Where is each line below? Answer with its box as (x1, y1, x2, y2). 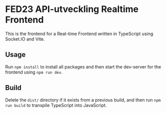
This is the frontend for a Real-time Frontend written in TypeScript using (5, 30, 153, 36)
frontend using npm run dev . (5, 69, 62, 75)
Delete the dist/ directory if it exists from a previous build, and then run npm (5, 96, 161, 103)
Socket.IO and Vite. (5, 36, 45, 42)
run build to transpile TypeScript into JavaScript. (5, 102, 107, 108)
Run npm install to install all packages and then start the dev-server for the (5, 63, 161, 69)
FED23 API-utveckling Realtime (5, 3, 139, 15)
